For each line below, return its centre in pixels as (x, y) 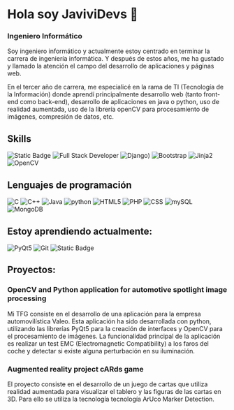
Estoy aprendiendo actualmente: (80, 231)
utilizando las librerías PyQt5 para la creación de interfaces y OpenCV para (115, 328)
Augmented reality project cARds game (75, 369)
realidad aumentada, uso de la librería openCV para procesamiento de (108, 109)
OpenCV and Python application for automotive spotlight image (117, 290)
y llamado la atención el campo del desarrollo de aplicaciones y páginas (111, 66)
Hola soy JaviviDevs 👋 (73, 14)
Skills (19, 139)
